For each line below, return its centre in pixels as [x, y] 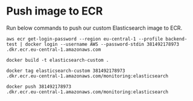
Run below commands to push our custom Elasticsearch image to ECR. [94, 28]
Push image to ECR [55, 11]
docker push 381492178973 [39, 86]
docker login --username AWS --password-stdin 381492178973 [102, 44]
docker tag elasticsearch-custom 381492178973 [66, 71]
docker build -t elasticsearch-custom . [58, 60]
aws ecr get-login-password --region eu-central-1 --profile [85, 39]
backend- [176, 39]
